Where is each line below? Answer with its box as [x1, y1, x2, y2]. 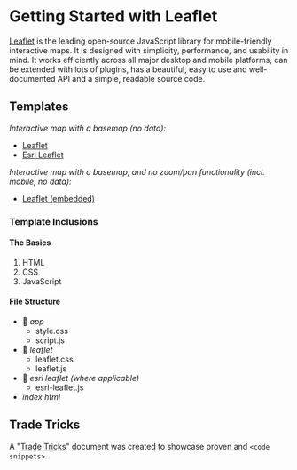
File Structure [9, 296, 60, 307]
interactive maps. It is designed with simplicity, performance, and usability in [9, 44, 289, 55]
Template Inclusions [9, 215, 99, 227]
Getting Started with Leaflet [9, 6, 218, 27]
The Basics [9, 237, 51, 248]
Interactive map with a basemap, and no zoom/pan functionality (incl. [9, 166, 266, 177]
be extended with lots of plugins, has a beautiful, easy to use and [9, 64, 247, 75]
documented [9, 73, 56, 84]
